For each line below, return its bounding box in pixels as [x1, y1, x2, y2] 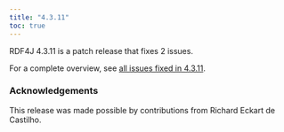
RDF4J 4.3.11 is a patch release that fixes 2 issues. [9, 45, 194, 56]
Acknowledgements [9, 85, 99, 97]
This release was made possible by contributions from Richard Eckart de [9, 105, 276, 115]
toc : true [9, 21, 46, 30]
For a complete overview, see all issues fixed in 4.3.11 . [9, 63, 207, 74]
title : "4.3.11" [9, 12, 69, 22]
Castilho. [9, 114, 42, 125]
